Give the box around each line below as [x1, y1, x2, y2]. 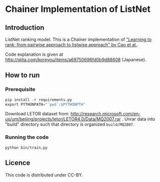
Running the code [5, 134, 49, 141]
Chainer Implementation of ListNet [5, 3, 151, 15]
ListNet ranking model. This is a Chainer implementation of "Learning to [5, 36, 152, 42]
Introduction [5, 23, 45, 32]
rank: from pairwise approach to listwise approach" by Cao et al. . [5, 42, 138, 48]
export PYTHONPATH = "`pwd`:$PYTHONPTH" [5, 102, 85, 107]
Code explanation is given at [5, 51, 64, 57]
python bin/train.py [5, 145, 48, 150]
